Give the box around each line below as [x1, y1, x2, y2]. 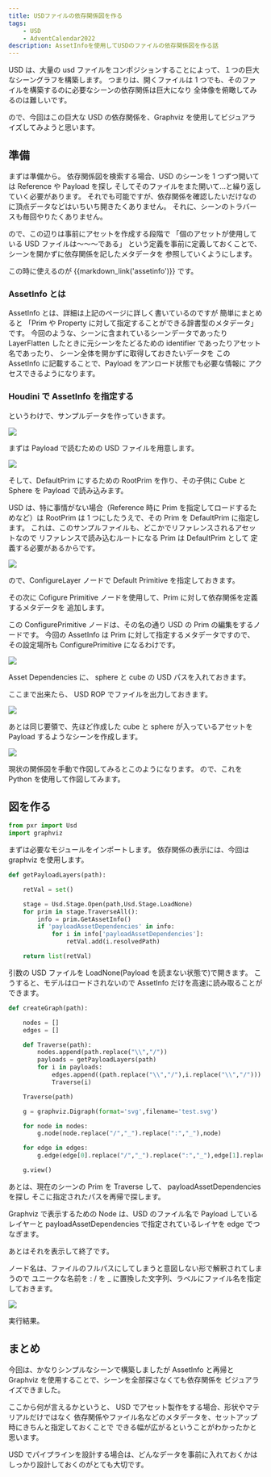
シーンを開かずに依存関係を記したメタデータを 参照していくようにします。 [8, 249, 256, 258]
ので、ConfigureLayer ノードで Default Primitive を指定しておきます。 [8, 575, 240, 585]
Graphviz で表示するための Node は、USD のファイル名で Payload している [8, 1208, 258, 1219]
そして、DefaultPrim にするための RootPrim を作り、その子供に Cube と [8, 475, 247, 485]
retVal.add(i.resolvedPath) [65, 938, 161, 946]
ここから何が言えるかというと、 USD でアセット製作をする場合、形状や [8, 1402, 246, 1412]
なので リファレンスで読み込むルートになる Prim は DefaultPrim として [15, 533, 249, 542]
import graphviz [8, 829, 63, 838]
